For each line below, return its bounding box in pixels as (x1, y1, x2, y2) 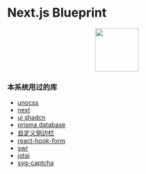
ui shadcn (17, 113, 46, 122)
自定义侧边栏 (17, 129, 54, 137)
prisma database (17, 121, 66, 129)
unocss (17, 98, 39, 107)
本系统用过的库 (7, 82, 58, 92)
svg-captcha (17, 159, 54, 167)
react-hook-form (17, 137, 66, 145)
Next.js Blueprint (7, 5, 107, 21)
